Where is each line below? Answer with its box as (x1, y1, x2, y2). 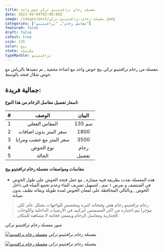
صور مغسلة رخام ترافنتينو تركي (5, 222, 62, 228)
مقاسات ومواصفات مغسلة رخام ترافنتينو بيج (5, 166, 84, 172)
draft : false (5, 30, 32, 35)
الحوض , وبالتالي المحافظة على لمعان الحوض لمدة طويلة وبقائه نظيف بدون (12, 187, 149, 193)
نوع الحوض (31, 144, 54, 151)
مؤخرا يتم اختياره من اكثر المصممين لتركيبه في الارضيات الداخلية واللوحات (17, 207, 152, 213)
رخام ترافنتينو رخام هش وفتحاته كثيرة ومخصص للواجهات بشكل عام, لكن (17, 202, 149, 208)
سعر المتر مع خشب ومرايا (15, 136, 70, 143)
